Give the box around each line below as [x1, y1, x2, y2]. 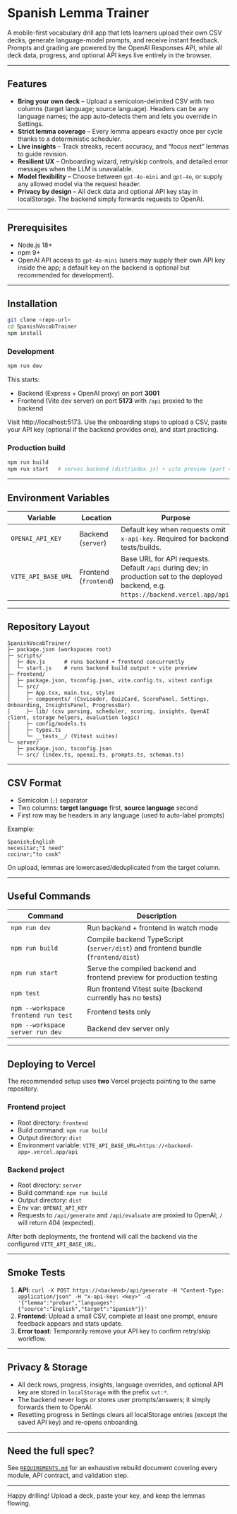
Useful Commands [7, 890, 91, 902]
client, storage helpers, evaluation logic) [7, 713, 140, 721]
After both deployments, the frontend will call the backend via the [7, 1232, 197, 1240]
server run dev [11, 1028, 62, 1036]
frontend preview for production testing [87, 973, 217, 982]
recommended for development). [17, 270, 114, 279]
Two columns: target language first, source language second [17, 803, 198, 812]
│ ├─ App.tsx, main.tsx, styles [7, 689, 115, 696]
